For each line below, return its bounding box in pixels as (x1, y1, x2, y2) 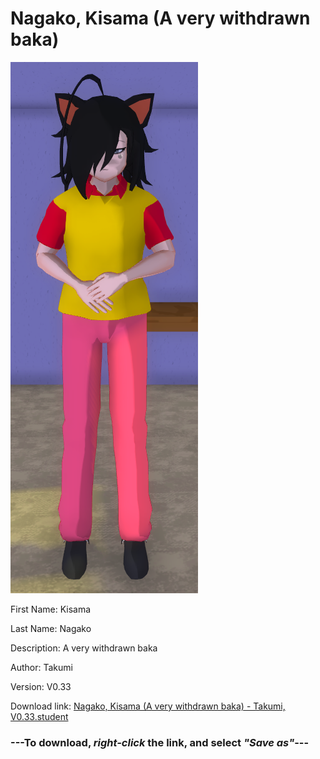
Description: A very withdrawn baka (10, 642, 158, 654)
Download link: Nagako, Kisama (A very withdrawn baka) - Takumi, (10, 700, 286, 712)
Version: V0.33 (10, 680, 72, 692)
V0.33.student (10, 710, 69, 722)
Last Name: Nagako (10, 622, 92, 634)
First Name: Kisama (10, 603, 92, 615)
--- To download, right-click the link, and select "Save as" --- (10, 735, 310, 749)
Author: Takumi (10, 661, 73, 673)
